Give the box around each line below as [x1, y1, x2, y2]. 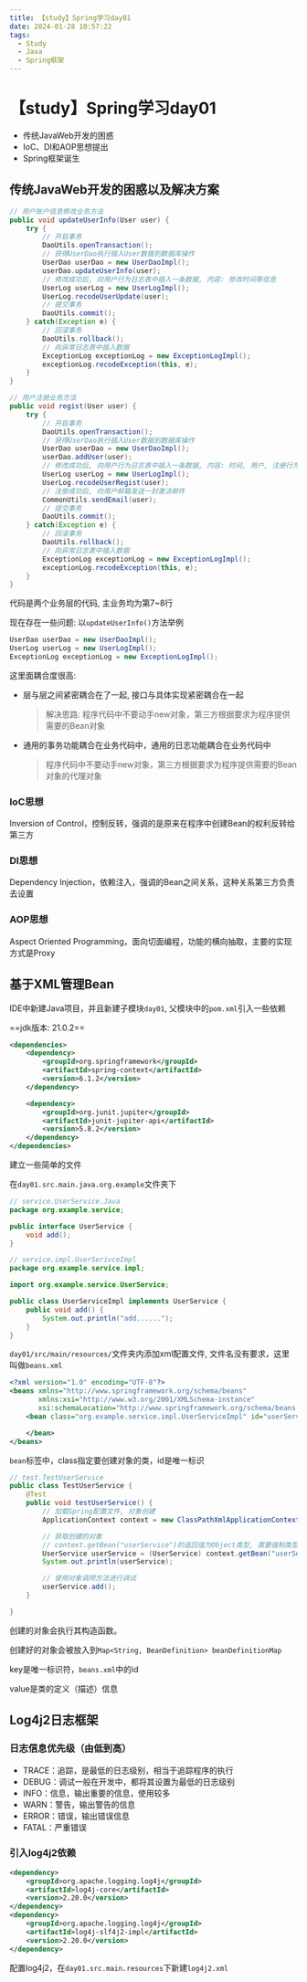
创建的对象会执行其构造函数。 [9, 1625, 122, 1636]
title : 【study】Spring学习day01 [9, 13, 132, 23]
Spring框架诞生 [22, 153, 80, 163]
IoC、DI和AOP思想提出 [22, 141, 109, 152]
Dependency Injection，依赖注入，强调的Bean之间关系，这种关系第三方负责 [9, 877, 295, 888]
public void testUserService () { [26, 1499, 153, 1508]
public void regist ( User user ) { [9, 402, 137, 411]
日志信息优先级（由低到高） [9, 1742, 132, 1755]
